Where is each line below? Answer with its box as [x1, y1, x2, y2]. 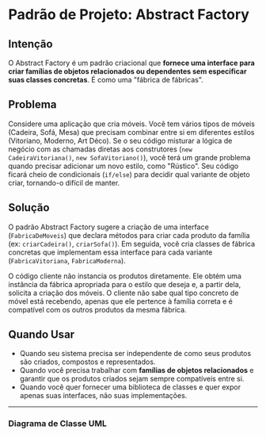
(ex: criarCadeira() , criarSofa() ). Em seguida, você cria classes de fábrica [8, 239, 256, 248]
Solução [8, 201, 50, 215]
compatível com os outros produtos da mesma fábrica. [8, 305, 188, 314]
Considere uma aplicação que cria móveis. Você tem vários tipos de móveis [8, 119, 256, 128]
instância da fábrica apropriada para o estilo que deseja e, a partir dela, [8, 279, 241, 289]
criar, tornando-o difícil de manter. [8, 178, 120, 187]
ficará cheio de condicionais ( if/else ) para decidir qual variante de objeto [8, 169, 251, 179]
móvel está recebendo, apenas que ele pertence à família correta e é [8, 296, 234, 306]
